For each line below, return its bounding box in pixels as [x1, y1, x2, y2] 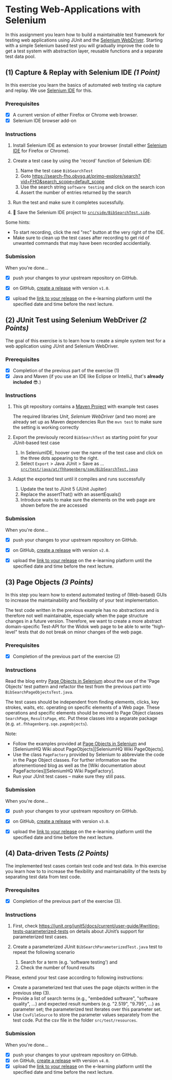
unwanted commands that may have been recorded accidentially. [12, 240, 151, 246]
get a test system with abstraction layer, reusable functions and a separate [5, 48, 163, 54]
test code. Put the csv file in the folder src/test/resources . [12, 1017, 138, 1024]
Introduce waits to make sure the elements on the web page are [20, 497, 156, 503]
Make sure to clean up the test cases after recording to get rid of [12, 235, 150, 241]
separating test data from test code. [5, 874, 81, 880]
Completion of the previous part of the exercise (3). [12, 898, 122, 904]
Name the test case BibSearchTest [20, 168, 93, 174]
